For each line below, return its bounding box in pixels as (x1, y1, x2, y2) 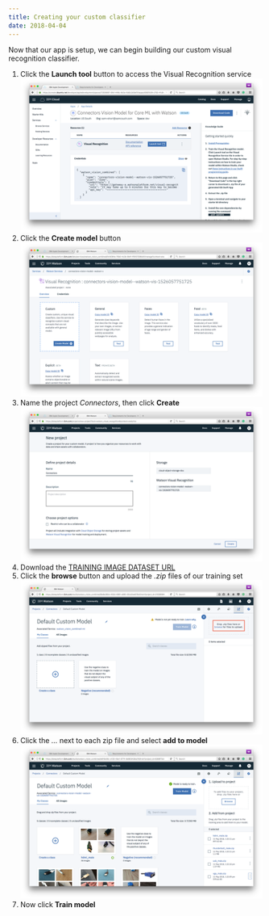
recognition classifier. (8, 53, 80, 63)
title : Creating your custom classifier (8, 13, 147, 21)
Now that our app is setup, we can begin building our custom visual (8, 44, 232, 54)
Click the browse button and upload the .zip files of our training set (19, 570, 243, 581)
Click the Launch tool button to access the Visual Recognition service (19, 69, 252, 78)
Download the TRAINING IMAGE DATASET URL (19, 562, 176, 572)
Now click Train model (19, 900, 96, 910)
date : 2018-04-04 (8, 21, 67, 30)
